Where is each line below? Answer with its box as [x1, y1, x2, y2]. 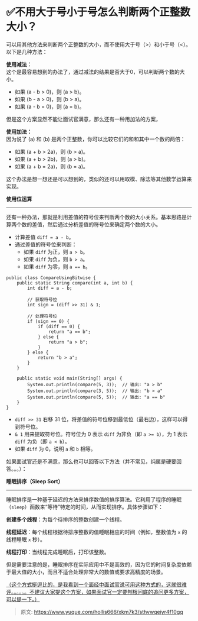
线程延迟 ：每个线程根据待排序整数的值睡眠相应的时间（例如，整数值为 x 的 [6, 528, 187, 535]
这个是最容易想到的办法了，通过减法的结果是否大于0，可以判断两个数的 [6, 68, 180, 75]
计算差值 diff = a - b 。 [14, 233, 74, 240]
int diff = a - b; [27, 285, 72, 291]
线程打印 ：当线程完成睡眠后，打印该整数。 [6, 548, 110, 555]
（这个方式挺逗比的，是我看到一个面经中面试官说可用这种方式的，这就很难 [6, 581, 187, 588]
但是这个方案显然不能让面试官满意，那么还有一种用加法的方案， [6, 115, 161, 122]
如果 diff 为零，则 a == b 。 [23, 263, 91, 270]
